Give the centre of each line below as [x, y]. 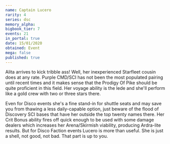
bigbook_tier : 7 [23, 29]
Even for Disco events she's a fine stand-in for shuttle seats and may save [83, 104]
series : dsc [18, 19]
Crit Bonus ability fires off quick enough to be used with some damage [80, 120]
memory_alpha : [20, 24]
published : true [23, 57]
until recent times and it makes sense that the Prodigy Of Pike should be [81, 83]
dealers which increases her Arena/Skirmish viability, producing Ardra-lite [83, 125]
